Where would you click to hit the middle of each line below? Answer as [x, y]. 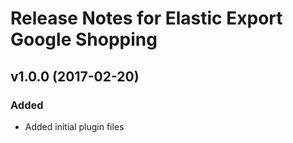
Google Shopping [84, 39]
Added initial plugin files [74, 126]
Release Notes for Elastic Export [146, 18]
